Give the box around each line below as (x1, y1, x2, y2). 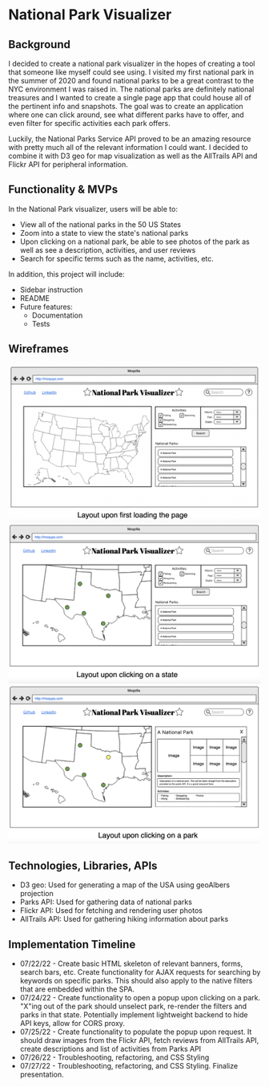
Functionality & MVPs (8, 183, 118, 197)
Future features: (19, 302, 74, 311)
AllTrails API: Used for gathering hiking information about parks (19, 915, 229, 924)
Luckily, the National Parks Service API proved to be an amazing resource (8, 134, 251, 144)
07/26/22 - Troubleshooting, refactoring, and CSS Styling (19, 1053, 210, 1062)
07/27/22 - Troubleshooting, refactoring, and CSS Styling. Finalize (19, 1061, 239, 1071)
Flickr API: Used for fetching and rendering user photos (19, 906, 203, 915)
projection (19, 889, 54, 898)
